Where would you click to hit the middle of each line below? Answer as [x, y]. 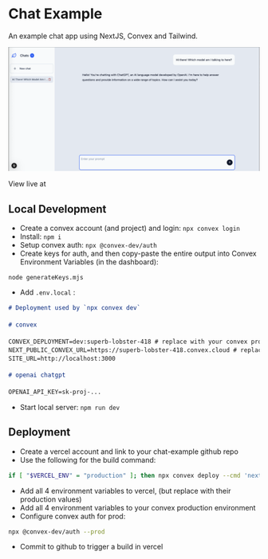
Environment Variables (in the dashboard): [89, 262]
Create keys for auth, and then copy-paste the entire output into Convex [138, 254]
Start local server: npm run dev [70, 407]
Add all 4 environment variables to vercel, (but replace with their [125, 491]
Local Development [57, 209]
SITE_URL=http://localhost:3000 [62, 358]
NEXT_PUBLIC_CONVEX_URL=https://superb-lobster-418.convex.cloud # [123, 350]
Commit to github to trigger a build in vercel [91, 547]
